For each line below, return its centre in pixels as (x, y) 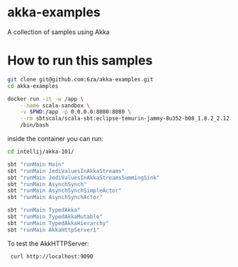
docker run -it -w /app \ (45, 99)
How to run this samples (80, 61)
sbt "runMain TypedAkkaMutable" (55, 217)
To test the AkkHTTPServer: (48, 243)
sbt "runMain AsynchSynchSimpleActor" (64, 191)
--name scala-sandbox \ (55, 106)
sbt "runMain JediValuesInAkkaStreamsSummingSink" (84, 178)
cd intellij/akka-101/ (41, 152)
